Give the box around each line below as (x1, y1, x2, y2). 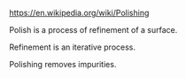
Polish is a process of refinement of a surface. (9, 25, 178, 35)
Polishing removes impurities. (9, 59, 117, 69)
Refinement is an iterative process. (9, 42, 136, 52)
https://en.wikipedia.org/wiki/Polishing (9, 8, 150, 18)
